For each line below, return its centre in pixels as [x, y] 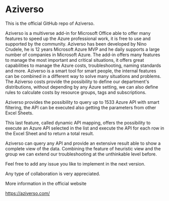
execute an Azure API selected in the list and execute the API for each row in [85, 128]
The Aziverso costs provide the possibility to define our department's [77, 82]
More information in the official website [46, 183]
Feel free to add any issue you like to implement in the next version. [75, 164]
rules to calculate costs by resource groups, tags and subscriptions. [76, 92]
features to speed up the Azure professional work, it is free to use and [78, 38]
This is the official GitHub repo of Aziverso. [50, 23]
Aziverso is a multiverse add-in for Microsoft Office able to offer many [78, 33]
